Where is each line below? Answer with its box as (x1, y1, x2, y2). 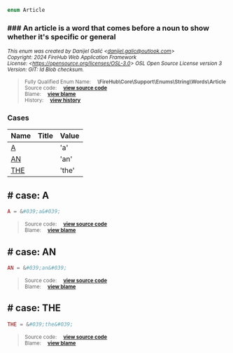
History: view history (24, 97, 81, 104)
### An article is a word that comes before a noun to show (7, 23, 210, 33)
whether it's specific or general (7, 32, 117, 41)
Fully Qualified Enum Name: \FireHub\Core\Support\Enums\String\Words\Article (24, 78, 226, 85)
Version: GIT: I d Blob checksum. (7, 67, 84, 74)
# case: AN (7, 246, 57, 258)
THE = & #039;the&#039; (7, 321, 73, 328)
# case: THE (7, 302, 62, 314)
